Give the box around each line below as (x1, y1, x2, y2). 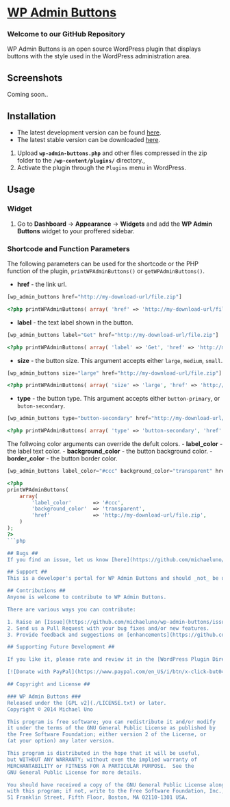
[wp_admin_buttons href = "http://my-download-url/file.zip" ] (7, 294, 183, 301)
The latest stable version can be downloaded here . (16, 136, 161, 144)
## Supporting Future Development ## (7, 644, 115, 651)
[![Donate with (7, 668, 51, 675)
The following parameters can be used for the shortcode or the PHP (7, 259, 199, 268)
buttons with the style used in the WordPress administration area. (7, 52, 192, 60)
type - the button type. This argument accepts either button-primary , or (16, 395, 220, 403)
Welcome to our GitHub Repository (7, 30, 125, 39)
